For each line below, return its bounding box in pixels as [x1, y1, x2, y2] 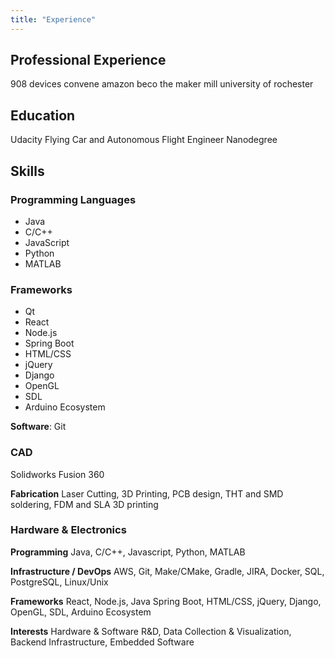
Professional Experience [10, 52, 167, 69]
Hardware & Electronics [10, 523, 127, 537]
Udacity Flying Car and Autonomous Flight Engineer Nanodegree [10, 134, 278, 146]
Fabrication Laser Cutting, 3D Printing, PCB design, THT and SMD [10, 487, 284, 500]
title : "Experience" [10, 14, 97, 25]
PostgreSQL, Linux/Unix [10, 576, 109, 588]
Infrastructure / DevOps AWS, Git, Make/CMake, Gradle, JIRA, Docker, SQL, [10, 565, 325, 577]
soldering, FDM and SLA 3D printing [10, 498, 159, 510]
